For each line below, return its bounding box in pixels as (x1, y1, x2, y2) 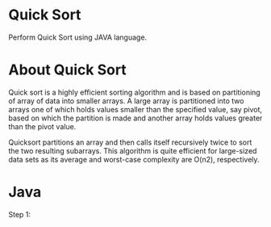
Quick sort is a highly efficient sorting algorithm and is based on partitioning (8, 87, 261, 97)
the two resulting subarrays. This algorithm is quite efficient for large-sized (8, 145, 257, 155)
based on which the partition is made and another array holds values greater (8, 113, 263, 123)
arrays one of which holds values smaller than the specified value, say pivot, (8, 104, 263, 114)
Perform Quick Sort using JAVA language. (8, 32, 148, 42)
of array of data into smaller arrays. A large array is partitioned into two (8, 95, 244, 106)
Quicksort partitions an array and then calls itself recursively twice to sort (8, 137, 252, 147)
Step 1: (8, 209, 31, 219)
